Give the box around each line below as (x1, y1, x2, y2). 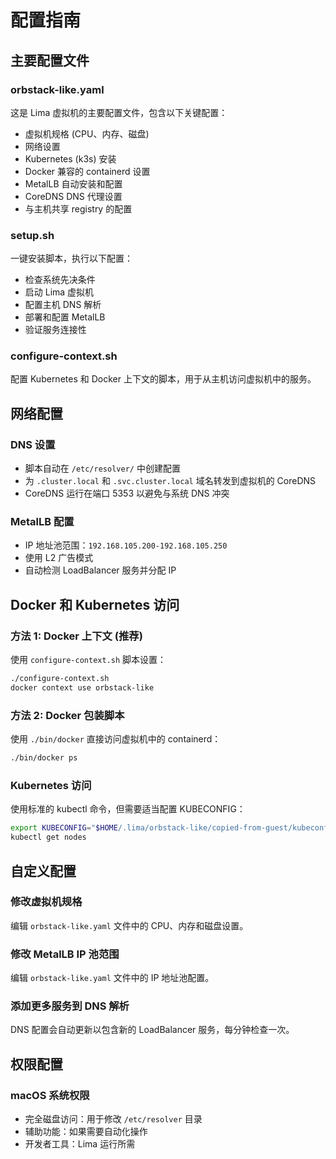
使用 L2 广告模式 (24, 552, 94, 564)
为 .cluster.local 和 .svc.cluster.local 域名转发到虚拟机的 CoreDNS (24, 475, 317, 487)
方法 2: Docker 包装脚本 (10, 708, 125, 722)
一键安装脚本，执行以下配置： (10, 252, 133, 265)
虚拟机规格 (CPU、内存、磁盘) (24, 127, 150, 140)
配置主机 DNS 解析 (24, 299, 102, 311)
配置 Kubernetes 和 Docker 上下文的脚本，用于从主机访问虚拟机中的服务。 (10, 373, 317, 385)
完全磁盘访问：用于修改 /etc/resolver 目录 (24, 1113, 203, 1125)
